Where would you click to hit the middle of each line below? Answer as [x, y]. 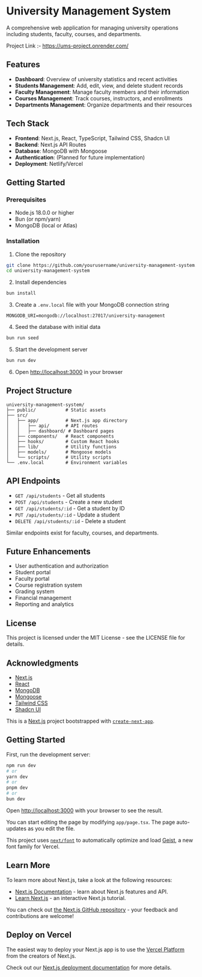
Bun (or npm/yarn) [38, 219]
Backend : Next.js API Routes [50, 144]
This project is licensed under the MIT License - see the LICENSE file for [96, 638]
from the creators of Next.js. [41, 956]
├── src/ [17, 415]
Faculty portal [32, 579]
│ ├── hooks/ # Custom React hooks [63, 441]
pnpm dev [17, 788]
